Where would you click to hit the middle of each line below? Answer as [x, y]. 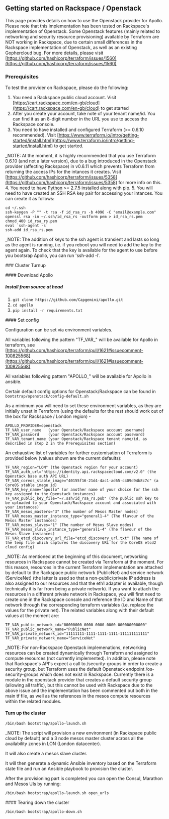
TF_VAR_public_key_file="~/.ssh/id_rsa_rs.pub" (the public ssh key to [82, 499]
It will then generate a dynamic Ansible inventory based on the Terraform [81, 763]
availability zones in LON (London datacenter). [53, 744]
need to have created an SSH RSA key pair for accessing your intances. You [84, 193]
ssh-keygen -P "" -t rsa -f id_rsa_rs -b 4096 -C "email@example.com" [81, 212]
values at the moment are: [32, 616]
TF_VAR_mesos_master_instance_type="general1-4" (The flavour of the [80, 516]
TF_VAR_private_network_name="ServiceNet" [50, 638]
